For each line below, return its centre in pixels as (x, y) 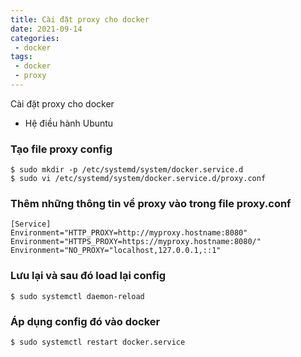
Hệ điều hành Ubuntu (69, 123)
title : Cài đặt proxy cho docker (80, 19)
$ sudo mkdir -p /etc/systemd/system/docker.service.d (127, 170)
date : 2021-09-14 (46, 29)
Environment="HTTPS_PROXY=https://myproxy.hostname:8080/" (136, 242)
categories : (35, 38)
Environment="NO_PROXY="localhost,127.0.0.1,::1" (116, 251)
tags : (21, 57)
